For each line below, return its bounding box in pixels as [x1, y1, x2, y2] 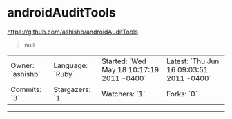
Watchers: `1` [101, 89, 146, 98]
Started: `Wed [101, 56, 146, 66]
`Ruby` [53, 69, 75, 78]
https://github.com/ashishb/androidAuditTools [7, 28, 138, 36]
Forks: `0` [166, 89, 198, 98]
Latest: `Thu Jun [166, 56, 220, 66]
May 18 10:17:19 [101, 65, 159, 74]
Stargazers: [53, 85, 91, 94]
